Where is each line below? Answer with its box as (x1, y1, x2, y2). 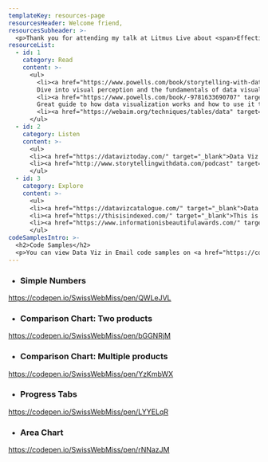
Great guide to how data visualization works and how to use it (37, 100, 255, 108)
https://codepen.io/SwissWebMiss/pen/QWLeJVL (8, 292, 171, 303)
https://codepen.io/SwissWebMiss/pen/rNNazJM (8, 445, 170, 455)
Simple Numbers (19, 275, 86, 286)
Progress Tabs (19, 389, 77, 400)
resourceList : (8, 41, 56, 49)
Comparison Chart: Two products (19, 312, 153, 323)
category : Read (22, 57, 73, 65)
